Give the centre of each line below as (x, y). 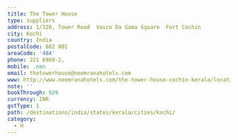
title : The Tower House (42, 14)
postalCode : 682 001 (38, 47)
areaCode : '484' (31, 54)
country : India (30, 40)
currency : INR (28, 100)
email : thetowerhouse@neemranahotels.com (69, 73)
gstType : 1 (23, 106)
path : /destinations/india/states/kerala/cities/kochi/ (91, 112)
